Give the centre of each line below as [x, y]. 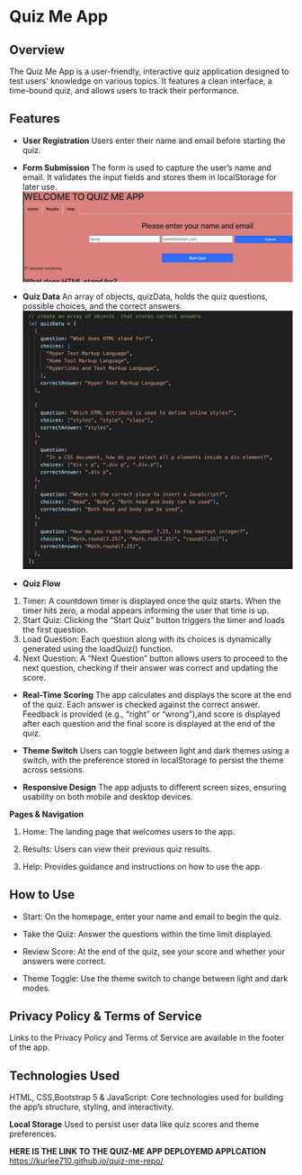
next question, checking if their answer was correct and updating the [150, 667]
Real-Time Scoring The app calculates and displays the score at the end [157, 694]
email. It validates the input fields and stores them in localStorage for [149, 176]
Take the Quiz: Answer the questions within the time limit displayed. [147, 934]
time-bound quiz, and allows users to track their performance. [124, 90]
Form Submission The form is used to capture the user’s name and [147, 167]
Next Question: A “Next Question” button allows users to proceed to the [155, 658]
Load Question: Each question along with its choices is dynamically [147, 639]
